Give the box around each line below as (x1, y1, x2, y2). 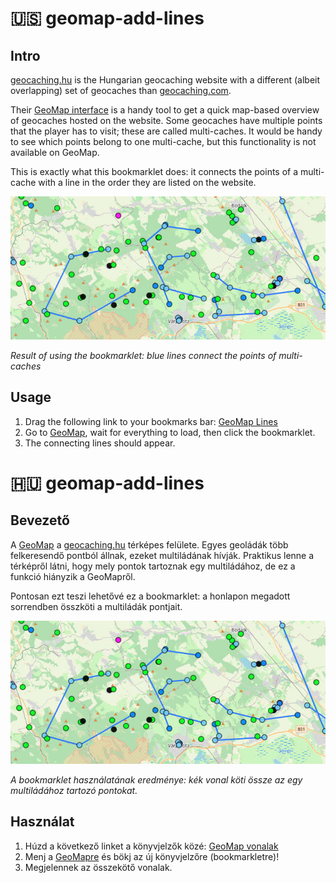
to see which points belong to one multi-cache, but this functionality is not (10, 136, 317, 147)
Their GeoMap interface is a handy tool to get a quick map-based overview (10, 104, 320, 116)
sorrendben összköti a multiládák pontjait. (10, 600, 183, 612)
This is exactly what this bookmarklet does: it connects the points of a (10, 166, 299, 177)
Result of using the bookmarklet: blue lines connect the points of (10, 349, 277, 361)
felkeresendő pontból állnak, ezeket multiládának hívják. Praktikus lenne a (10, 549, 315, 561)
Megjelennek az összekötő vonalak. (24, 861, 173, 873)
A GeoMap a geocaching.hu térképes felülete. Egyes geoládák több (10, 538, 289, 551)
